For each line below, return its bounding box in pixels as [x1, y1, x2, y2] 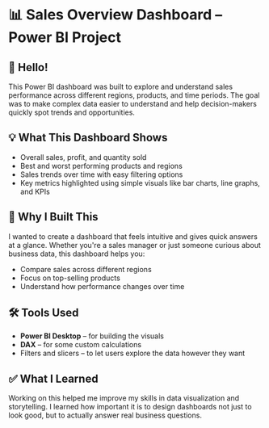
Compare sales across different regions [19, 264, 152, 274]
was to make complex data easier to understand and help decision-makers [8, 99, 257, 108]
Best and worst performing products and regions [19, 161, 183, 170]
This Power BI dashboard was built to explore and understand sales [8, 82, 233, 91]
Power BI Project [8, 28, 121, 47]
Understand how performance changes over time [19, 281, 185, 291]
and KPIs [19, 187, 50, 196]
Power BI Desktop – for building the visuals [19, 331, 164, 341]
